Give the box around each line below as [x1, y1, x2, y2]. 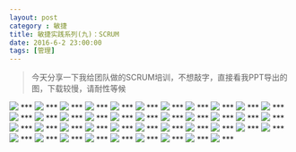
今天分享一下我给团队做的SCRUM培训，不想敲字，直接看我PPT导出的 [30, 72, 288, 83]
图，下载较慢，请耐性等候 [30, 83, 126, 94]
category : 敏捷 [9, 21, 67, 30]
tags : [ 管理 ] [9, 46, 56, 55]
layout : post [9, 13, 58, 22]
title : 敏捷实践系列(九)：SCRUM [9, 30, 119, 38]
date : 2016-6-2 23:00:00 [9, 38, 102, 47]
